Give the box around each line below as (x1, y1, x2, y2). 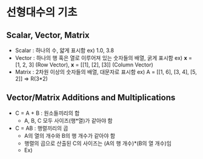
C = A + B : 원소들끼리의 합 (15, 109, 80, 117)
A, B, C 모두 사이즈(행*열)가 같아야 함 (24, 117, 113, 124)
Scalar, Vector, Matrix (6, 30, 90, 40)
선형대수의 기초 (6, 5, 78, 19)
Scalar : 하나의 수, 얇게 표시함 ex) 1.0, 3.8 (15, 47, 114, 54)
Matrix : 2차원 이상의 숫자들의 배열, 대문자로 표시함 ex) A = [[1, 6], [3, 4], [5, (15, 68, 197, 76)
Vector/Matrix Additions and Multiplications (6, 92, 176, 103)
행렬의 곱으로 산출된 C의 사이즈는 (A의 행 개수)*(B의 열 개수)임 (24, 140, 171, 147)
